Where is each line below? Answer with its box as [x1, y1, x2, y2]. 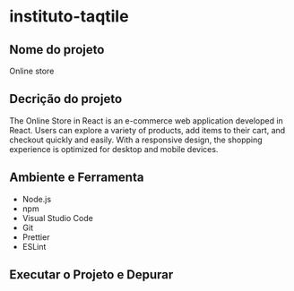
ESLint [22, 241, 47, 252]
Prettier [22, 231, 50, 243]
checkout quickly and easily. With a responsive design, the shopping [9, 134, 263, 145]
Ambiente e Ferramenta [9, 170, 144, 185]
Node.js [22, 193, 52, 204]
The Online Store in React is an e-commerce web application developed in [9, 115, 284, 126]
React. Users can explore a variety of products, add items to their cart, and [9, 124, 286, 135]
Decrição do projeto [9, 91, 123, 107]
